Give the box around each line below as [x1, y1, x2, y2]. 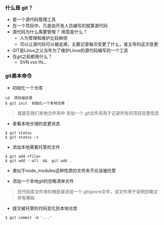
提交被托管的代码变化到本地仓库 [12, 205, 78, 211]
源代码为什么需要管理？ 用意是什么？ [12, 29, 87, 35]
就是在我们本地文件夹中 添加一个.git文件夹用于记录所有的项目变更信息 [17, 110, 160, 116]
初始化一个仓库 [12, 85, 43, 90]
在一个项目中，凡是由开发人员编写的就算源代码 [12, 23, 108, 29]
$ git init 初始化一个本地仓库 [5, 100, 65, 106]
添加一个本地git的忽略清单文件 [12, 178, 74, 184]
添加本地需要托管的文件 [12, 144, 60, 150]
